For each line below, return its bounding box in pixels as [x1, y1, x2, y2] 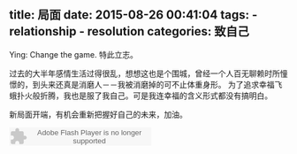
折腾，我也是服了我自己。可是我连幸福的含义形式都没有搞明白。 [39, 90, 272, 101]
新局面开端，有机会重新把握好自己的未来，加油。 [9, 109, 187, 119]
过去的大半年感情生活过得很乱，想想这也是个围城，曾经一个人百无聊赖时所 [9, 68, 280, 79]
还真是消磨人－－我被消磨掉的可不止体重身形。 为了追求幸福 [55, 79, 275, 89]
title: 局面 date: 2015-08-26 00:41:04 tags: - [9, 7, 258, 23]
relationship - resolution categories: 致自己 [9, 24, 250, 39]
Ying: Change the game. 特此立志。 [9, 49, 139, 59]
